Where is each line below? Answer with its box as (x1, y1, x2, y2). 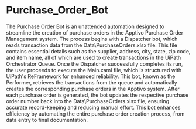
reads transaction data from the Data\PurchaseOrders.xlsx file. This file (6, 42, 177, 49)
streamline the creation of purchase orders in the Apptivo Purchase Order (6, 29, 183, 36)
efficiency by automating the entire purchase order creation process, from (6, 110, 185, 117)
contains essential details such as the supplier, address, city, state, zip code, (6, 47, 191, 55)
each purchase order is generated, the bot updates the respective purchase (6, 91, 189, 99)
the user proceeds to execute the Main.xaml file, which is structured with (6, 66, 182, 73)
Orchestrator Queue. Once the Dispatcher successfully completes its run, (6, 60, 183, 67)
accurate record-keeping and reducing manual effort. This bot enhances (6, 104, 181, 111)
